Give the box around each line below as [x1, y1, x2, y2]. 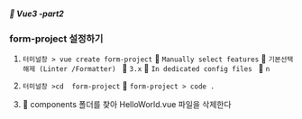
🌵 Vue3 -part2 [9, 8, 65, 19]
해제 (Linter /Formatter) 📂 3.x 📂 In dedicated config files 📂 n [22, 63, 270, 74]
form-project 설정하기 [9, 32, 104, 45]
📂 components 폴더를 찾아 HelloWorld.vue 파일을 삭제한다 [22, 99, 232, 110]
